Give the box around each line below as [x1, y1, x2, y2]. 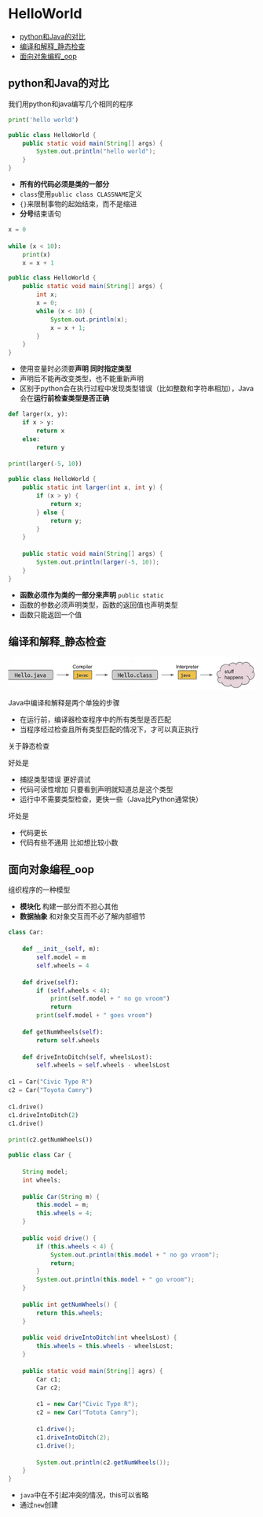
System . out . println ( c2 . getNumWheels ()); [36, 1458, 170, 1467]
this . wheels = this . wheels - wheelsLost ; [36, 1342, 174, 1350]
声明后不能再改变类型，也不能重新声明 [19, 374, 144, 383]
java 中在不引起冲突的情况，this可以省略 [19, 1490, 149, 1500]
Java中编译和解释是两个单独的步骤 [8, 697, 120, 707]
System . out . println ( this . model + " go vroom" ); [36, 1276, 195, 1284]
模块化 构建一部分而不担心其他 [19, 902, 119, 912]
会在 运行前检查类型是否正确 [19, 394, 110, 403]
